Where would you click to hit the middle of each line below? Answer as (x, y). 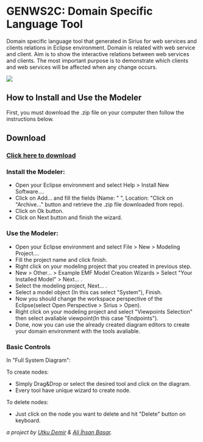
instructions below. (30, 119)
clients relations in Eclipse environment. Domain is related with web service (101, 48)
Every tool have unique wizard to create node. (73, 390)
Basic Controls (28, 347)
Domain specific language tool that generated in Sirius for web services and (101, 41)
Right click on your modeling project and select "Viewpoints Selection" (104, 311)
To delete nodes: (27, 402)
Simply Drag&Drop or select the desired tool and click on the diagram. (103, 383)
